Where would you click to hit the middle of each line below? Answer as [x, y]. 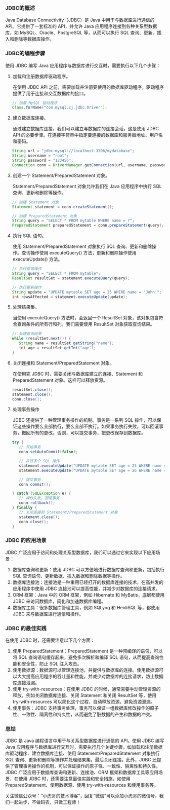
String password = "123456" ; [42, 161]
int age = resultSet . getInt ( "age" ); [57, 348]
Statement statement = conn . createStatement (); [63, 207]
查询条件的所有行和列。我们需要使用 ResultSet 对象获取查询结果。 [86, 324]
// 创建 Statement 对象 [35, 202]
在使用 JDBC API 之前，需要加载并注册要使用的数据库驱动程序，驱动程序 [88, 87]
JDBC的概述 [20, 8]
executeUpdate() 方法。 [37, 259]
